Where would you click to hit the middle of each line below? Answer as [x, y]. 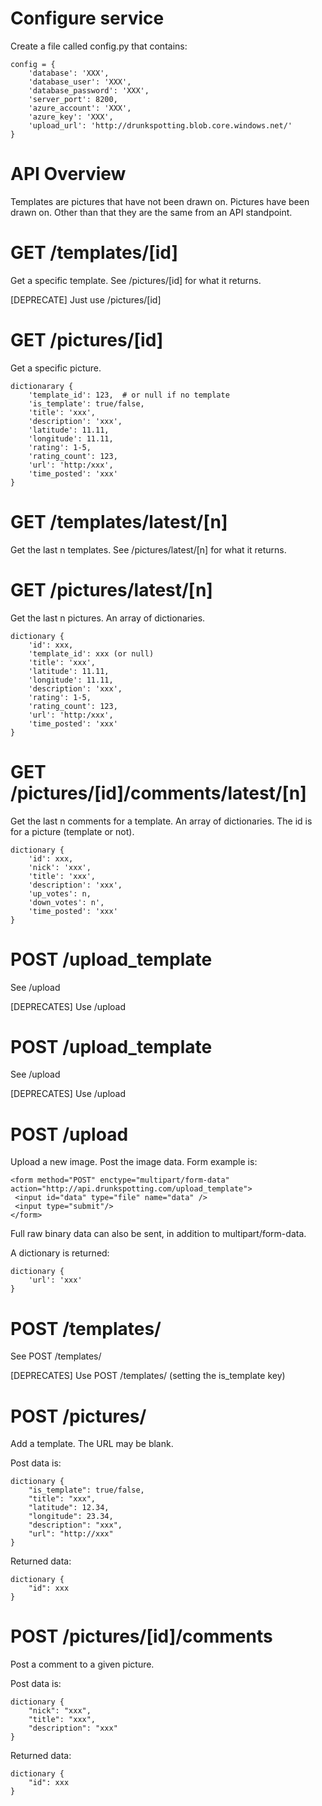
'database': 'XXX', [69, 73]
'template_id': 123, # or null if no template [129, 395]
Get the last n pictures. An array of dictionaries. [108, 618]
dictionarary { [42, 386]
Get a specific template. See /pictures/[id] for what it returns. [136, 280]
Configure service [87, 18]
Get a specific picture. [56, 368]
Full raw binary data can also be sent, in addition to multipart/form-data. [158, 1234]
